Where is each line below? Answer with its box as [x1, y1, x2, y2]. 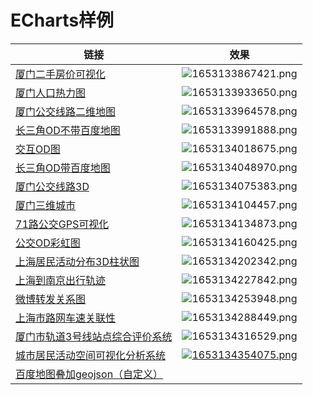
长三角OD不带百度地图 [15, 123, 121, 137]
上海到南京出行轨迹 [15, 273, 107, 287]
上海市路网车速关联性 [15, 311, 117, 325]
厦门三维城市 [15, 198, 77, 212]
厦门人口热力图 [15, 86, 87, 100]
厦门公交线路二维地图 [15, 104, 117, 118]
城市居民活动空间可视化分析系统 [15, 348, 167, 362]
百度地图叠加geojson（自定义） [15, 367, 164, 381]
